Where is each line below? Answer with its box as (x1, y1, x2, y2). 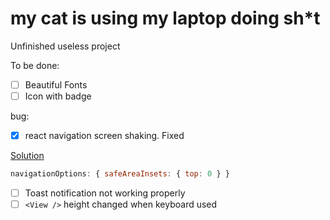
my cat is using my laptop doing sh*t (10, 7, 321, 30)
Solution (10, 150, 45, 162)
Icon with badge (24, 90, 92, 102)
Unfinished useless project (10, 40, 121, 52)
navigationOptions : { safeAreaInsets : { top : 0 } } (10, 169, 230, 179)
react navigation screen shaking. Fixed (24, 130, 185, 142)
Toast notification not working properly (24, 187, 186, 199)
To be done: (10, 59, 60, 71)
